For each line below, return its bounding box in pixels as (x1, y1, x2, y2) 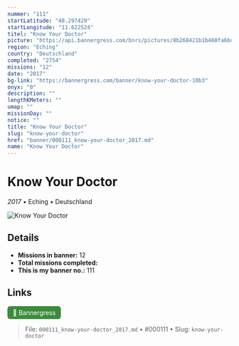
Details (7, 232, 39, 244)
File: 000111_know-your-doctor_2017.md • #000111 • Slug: (24, 325, 191, 333)
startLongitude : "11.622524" (7, 24, 94, 31)
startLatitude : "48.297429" (7, 17, 91, 24)
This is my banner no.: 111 (17, 265, 95, 275)
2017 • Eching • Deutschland (7, 198, 92, 206)
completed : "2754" (7, 57, 62, 64)
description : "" (7, 90, 55, 97)
